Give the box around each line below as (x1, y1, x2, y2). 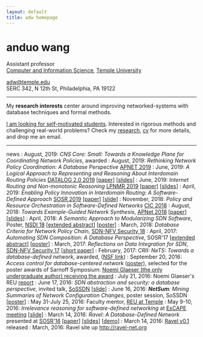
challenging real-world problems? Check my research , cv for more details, (6, 127, 192, 134)
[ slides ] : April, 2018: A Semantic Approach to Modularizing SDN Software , (6, 215, 193, 222)
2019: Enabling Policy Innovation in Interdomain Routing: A (6, 189, 152, 196)
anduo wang (6, 40, 70, 54)
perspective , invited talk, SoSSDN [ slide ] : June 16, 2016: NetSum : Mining (6, 285, 189, 293)
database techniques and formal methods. (6, 109, 112, 116)
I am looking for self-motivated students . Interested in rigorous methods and (6, 120, 196, 127)
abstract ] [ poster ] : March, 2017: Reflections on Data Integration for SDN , (6, 240, 188, 248)
